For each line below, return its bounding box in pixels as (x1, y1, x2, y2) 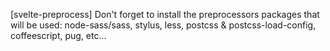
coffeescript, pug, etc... (10, 30, 107, 41)
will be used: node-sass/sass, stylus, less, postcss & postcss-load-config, (10, 19, 317, 31)
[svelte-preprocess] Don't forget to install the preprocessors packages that (10, 9, 320, 20)
